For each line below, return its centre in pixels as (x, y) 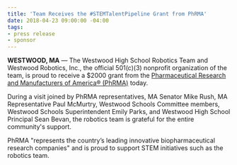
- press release (31, 34)
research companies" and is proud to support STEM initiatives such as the (116, 148)
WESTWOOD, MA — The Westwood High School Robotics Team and (108, 60)
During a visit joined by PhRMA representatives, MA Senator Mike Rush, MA (117, 97)
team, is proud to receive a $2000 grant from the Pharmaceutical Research (117, 76)
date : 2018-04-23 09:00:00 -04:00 (58, 21)
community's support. (40, 127)
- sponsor (22, 40)
